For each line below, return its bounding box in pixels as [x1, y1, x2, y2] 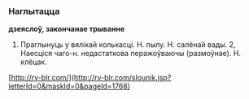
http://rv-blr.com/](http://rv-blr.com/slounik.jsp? [11, 73, 172, 83]
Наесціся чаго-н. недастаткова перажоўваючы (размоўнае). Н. [20, 49, 242, 58]
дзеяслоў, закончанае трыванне [8, 24, 124, 34]
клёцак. [20, 57, 47, 67]
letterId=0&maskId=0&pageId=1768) [8, 81, 131, 91]
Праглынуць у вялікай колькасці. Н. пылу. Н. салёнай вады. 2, [20, 40, 236, 49]
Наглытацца [8, 6, 60, 17]
